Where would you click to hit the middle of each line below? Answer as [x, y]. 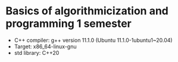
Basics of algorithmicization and [87, 11]
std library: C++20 [37, 52]
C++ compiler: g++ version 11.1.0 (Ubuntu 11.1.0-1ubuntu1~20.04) [93, 40]
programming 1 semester [68, 24]
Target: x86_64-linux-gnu [45, 46]
